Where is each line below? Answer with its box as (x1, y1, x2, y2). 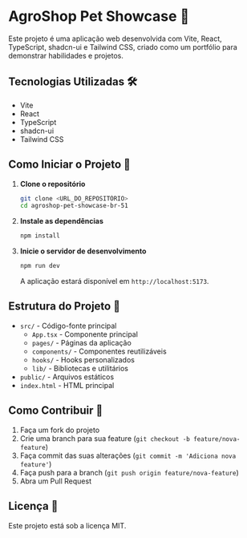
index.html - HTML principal (19, 380, 115, 390)
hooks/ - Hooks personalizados (31, 354, 135, 364)
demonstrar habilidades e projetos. (8, 51, 124, 60)
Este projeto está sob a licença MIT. (8, 520, 127, 530)
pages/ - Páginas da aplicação (31, 338, 132, 347)
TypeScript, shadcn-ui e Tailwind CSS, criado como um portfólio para (8, 42, 238, 51)
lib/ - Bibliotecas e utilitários (31, 363, 128, 373)
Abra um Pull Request (19, 476, 92, 486)
